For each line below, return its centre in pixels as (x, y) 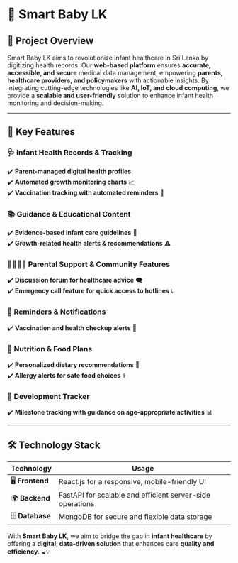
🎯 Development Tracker (49, 396)
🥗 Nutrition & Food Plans (50, 349)
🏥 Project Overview (51, 41)
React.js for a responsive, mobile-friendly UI (133, 482)
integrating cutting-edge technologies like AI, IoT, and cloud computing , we (118, 88)
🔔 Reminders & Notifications (57, 312)
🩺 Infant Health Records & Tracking (70, 153)
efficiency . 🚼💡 (29, 551)
